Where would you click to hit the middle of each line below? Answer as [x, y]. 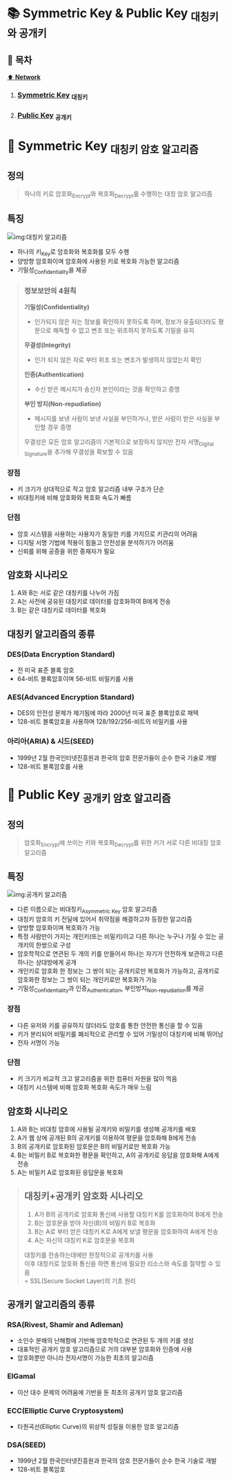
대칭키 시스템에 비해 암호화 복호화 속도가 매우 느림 [84, 1087]
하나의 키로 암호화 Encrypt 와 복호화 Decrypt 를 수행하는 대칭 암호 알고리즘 [118, 194]
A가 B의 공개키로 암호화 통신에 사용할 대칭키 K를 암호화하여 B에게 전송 [129, 1214]
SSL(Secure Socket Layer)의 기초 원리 [83, 1281]
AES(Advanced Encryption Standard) [71, 697]
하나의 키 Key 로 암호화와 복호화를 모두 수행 [73, 252]
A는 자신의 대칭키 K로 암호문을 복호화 [84, 1240]
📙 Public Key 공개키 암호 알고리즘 [89, 796]
